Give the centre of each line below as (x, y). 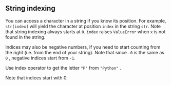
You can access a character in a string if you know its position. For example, (86, 20)
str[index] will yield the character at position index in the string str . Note (83, 26)
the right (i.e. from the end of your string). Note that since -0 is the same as (85, 52)
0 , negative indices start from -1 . (40, 58)
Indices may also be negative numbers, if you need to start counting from (83, 47)
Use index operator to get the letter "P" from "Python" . (63, 68)
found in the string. (25, 37)
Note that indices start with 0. (36, 78)
